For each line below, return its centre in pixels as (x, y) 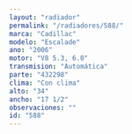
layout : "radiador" (45, 17)
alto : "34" (29, 91)
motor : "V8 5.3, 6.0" (49, 58)
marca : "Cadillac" (43, 33)
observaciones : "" (43, 108)
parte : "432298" (39, 75)
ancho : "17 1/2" (39, 99)
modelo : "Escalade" (45, 42)
